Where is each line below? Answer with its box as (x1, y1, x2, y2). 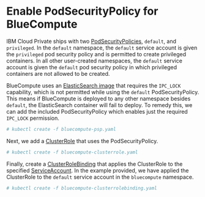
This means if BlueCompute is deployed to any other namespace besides (6, 95, 191, 102)
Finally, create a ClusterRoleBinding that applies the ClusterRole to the (6, 160, 183, 168)
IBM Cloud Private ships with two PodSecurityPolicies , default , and (6, 37, 176, 45)
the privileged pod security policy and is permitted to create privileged (6, 50, 187, 58)
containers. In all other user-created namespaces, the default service (6, 57, 182, 64)
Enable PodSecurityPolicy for (6, 4, 158, 18)
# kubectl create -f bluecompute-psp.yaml (6, 126, 116, 132)
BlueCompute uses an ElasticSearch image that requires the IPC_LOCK (6, 81, 181, 89)
